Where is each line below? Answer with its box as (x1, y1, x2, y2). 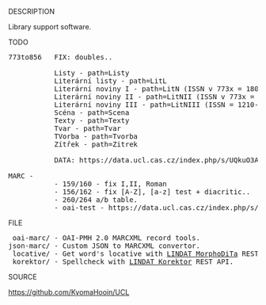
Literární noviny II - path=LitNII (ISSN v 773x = (54, 93, 255, 101)
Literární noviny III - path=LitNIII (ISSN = (54, 101, 234, 109)
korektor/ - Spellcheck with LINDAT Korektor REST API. (12, 257, 234, 266)
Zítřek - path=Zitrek (54, 140, 139, 149)
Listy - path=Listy (54, 69, 130, 78)
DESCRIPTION (8, 7, 55, 16)
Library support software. (8, 22, 92, 31)
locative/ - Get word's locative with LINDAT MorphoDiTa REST (12, 250, 259, 258)
